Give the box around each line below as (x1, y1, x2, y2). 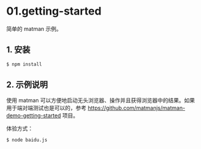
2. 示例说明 (6, 80, 48, 90)
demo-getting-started (6, 112, 61, 119)
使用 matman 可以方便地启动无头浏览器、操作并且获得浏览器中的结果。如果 (6, 97, 195, 104)
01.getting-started (6, 4, 102, 18)
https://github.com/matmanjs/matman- (87, 105, 186, 112)
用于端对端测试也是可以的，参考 (6, 105, 86, 112)
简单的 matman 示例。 (6, 25, 62, 32)
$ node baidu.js (6, 137, 48, 144)
